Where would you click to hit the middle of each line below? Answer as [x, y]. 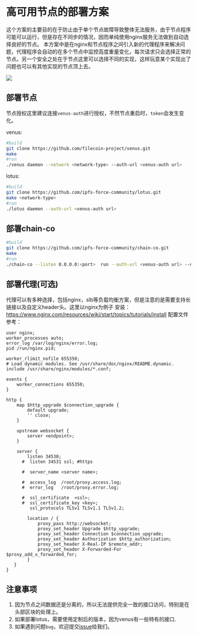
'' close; [39, 415]
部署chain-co [31, 228]
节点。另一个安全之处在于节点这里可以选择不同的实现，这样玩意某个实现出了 [98, 59]
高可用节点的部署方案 [58, 12]
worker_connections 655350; [51, 384]
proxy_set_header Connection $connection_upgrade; [101, 534]
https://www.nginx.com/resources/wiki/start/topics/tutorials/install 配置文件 [97, 314]
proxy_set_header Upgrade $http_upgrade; [89, 529]
